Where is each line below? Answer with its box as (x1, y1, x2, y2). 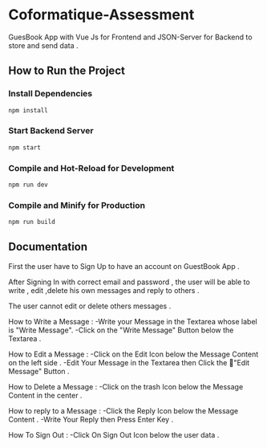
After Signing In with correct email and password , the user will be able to (8, 277, 250, 287)
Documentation (8, 240, 88, 254)
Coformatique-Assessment (8, 6, 195, 24)
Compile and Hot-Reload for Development (8, 162, 175, 173)
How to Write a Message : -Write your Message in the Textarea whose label (8, 316, 258, 326)
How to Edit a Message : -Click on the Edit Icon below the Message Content (8, 349, 259, 359)
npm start (8, 143, 42, 152)
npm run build (8, 218, 56, 226)
